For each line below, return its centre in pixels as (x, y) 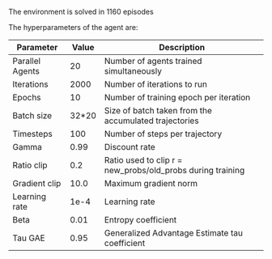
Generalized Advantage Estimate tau (173, 233)
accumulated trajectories (152, 121)
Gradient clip (37, 183)
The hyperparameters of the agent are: (73, 27)
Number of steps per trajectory (163, 134)
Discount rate (130, 147)
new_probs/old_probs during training (174, 170)
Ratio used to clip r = (143, 160)
